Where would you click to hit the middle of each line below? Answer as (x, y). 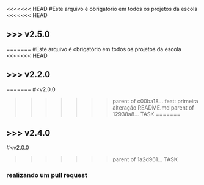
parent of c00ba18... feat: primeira (155, 101)
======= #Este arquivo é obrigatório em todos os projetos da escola (94, 49)
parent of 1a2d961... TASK (145, 159)
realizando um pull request (47, 175)
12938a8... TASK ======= (147, 114)
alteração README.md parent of (153, 107)
